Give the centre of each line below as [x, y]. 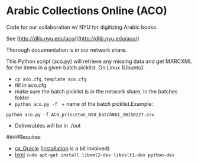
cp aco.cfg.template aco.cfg [51, 79]
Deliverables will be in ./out [48, 125]
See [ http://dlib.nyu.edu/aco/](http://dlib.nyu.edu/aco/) [73, 38]
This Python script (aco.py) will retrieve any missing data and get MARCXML [99, 61]
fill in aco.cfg [30, 85]
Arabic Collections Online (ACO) [87, 11]
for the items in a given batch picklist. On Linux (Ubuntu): [75, 67]
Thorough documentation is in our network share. [66, 50]
